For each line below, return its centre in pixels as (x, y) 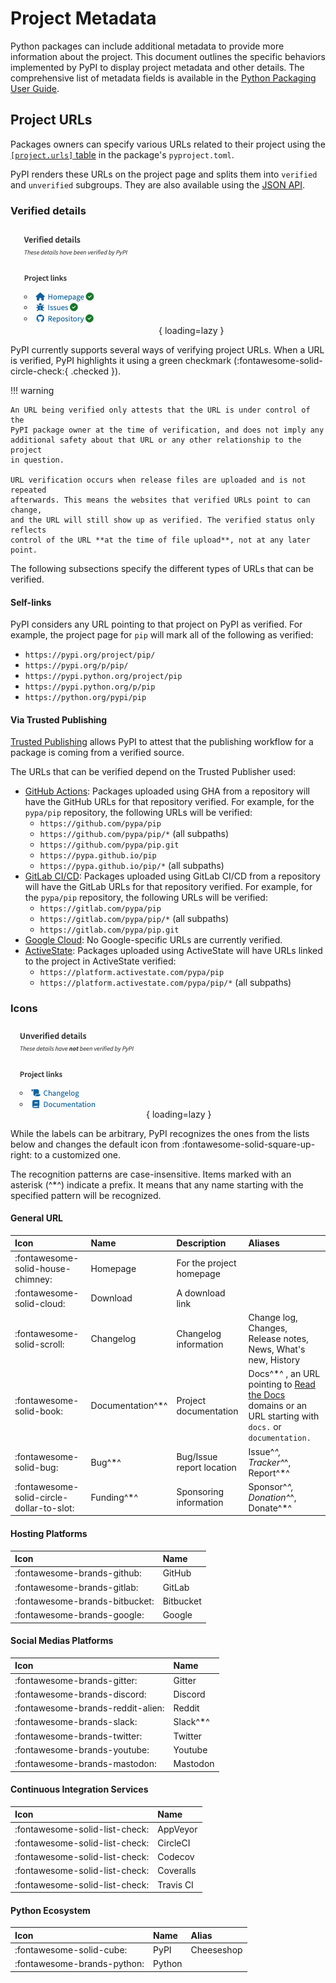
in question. (37, 460)
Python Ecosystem (50, 1910)
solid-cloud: (40, 1303)
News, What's (277, 1349)
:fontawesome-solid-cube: (71, 1950)
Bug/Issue (197, 1457)
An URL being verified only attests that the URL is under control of (160, 410)
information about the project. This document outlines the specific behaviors (168, 56)
